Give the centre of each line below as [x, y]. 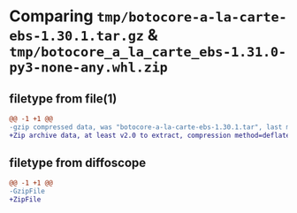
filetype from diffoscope [78, 163]
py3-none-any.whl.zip [88, 68]
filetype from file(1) [63, 99]
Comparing [51, 16]
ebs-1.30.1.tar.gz [76, 37]
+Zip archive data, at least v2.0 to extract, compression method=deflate [150, 135]
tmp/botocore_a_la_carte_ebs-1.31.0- [148, 53]
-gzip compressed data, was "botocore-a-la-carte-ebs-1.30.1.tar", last [146, 127]
